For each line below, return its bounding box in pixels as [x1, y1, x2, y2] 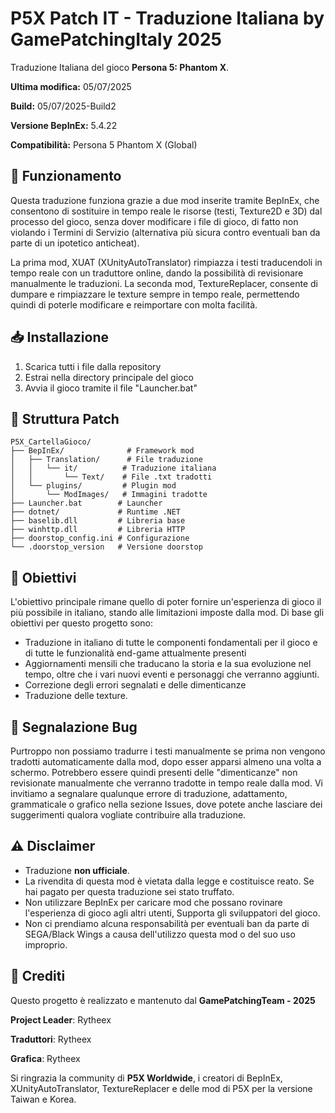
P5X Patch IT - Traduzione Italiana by [10, 7, 325, 30]
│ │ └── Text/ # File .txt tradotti [10, 472, 213, 482]
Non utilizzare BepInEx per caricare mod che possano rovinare [24, 896, 283, 908]
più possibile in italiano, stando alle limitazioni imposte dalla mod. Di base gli [10, 607, 325, 619]
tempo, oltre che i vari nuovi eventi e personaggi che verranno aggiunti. [24, 668, 320, 681]
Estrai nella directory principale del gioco [24, 371, 194, 383]
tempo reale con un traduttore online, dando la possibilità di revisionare [10, 267, 304, 279]
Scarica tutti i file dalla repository [24, 360, 162, 372]
